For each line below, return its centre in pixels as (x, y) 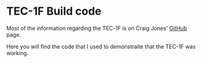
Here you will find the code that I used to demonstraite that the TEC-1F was (101, 46)
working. (17, 53)
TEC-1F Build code (54, 11)
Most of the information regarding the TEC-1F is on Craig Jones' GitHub (97, 28)
